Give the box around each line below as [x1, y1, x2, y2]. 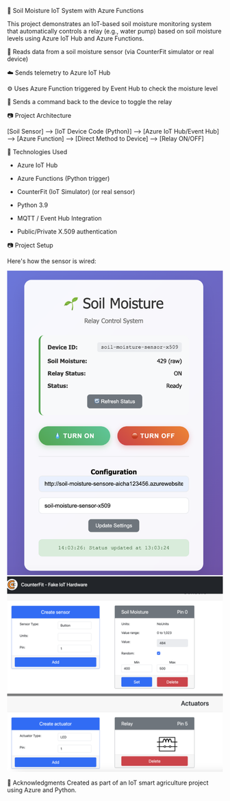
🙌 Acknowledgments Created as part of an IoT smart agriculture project [7, 778, 209, 787]
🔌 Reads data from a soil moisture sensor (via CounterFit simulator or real [7, 48, 214, 56]
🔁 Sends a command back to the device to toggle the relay [7, 98, 172, 106]
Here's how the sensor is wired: [7, 257, 97, 265]
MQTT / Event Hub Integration [16, 214, 102, 222]
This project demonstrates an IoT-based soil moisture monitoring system [7, 20, 212, 27]
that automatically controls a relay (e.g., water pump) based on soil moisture [7, 27, 222, 35]
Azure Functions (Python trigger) [16, 175, 110, 182]
